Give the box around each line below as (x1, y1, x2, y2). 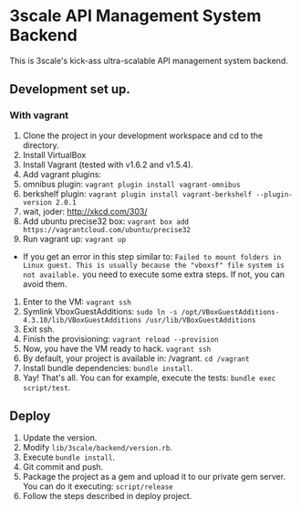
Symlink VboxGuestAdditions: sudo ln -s (22, 305, 178, 316)
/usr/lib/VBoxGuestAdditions (145, 315, 256, 324)
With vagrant (9, 109, 69, 122)
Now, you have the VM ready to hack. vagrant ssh (22, 343, 212, 354)
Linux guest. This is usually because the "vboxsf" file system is (22, 260, 285, 270)
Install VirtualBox (22, 149, 87, 160)
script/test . (22, 381, 71, 393)
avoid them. (22, 278, 67, 289)
